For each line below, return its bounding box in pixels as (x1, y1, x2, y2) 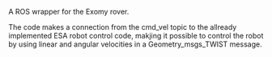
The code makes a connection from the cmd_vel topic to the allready (8, 22, 237, 31)
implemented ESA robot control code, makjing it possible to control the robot (8, 31, 264, 40)
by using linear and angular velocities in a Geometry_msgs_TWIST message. (8, 39, 262, 49)
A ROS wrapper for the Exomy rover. (8, 7, 130, 16)
